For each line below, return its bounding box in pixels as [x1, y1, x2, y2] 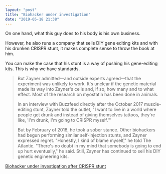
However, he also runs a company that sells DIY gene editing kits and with [5, 40, 158, 46]
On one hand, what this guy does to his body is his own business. [5, 31, 141, 37]
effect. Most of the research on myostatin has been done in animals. [17, 91, 159, 98]
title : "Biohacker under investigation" [5, 12, 91, 17]
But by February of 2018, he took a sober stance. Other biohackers [17, 127, 155, 133]
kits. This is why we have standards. [5, 66, 80, 72]
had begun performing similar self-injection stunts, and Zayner [17, 132, 147, 138]
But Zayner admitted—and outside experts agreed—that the [17, 76, 141, 82]
